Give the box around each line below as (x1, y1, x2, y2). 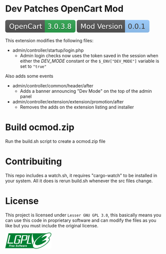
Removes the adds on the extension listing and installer (20, 104, 134, 110)
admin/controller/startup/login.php (12, 47, 84, 53)
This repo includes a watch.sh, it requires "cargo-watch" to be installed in (5, 172, 157, 178)
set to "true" (20, 63, 47, 69)
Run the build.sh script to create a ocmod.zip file (5, 138, 106, 144)
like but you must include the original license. (5, 222, 99, 228)
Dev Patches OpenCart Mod (5, 3, 124, 15)
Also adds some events (5, 73, 54, 79)
